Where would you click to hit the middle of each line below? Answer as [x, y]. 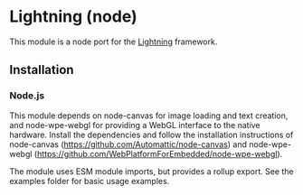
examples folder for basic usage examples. [90, 181]
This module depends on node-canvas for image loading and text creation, [149, 116]
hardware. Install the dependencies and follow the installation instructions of [151, 135]
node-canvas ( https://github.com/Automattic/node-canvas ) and [128, 144]
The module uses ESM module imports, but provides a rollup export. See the [151, 171]
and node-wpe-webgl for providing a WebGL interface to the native [135, 125]
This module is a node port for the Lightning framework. [114, 42]
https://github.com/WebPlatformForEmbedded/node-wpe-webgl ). [160, 153]
